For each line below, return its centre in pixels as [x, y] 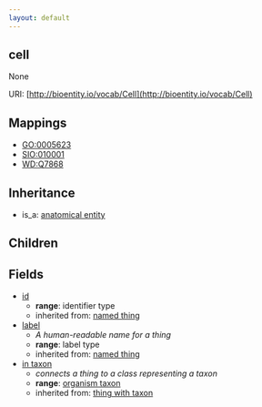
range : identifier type [75, 306]
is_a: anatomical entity [63, 215]
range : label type [67, 345]
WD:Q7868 [43, 164]
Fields [26, 274]
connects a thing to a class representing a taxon [126, 373]
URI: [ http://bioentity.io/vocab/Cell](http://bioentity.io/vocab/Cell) [131, 94]
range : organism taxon [78, 383]
